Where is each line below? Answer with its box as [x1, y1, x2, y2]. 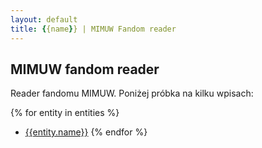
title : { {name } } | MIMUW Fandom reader [10, 24, 177, 34]
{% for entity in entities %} [10, 107, 120, 119]
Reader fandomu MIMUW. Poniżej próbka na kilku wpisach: [10, 87, 254, 100]
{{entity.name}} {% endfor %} [24, 126, 148, 138]
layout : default [10, 14, 78, 25]
